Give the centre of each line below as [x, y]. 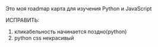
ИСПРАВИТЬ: [23, 20]
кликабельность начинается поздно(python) [70, 32]
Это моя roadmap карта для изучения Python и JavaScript [79, 9]
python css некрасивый [44, 38]
